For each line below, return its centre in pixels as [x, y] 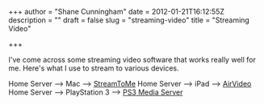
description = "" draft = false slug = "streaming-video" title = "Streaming [129, 20]
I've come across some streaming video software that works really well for [132, 60]
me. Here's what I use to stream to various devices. [94, 68]
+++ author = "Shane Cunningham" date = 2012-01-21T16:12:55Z [116, 12]
